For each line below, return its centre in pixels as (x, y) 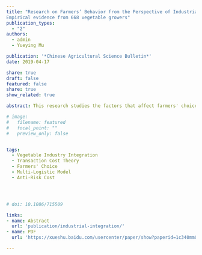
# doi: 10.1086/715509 (35, 204)
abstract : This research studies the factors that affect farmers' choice (102, 106)
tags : (13, 150)
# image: (17, 117)
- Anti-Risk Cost (33, 177)
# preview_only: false (37, 134)
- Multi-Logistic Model (41, 172)
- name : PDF (21, 232)
